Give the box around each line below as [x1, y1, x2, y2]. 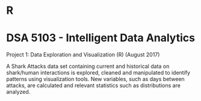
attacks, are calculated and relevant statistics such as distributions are [6, 82, 181, 89]
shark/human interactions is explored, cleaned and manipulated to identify [6, 69, 191, 76]
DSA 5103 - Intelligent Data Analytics [6, 31, 196, 45]
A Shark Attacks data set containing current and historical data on [6, 63, 170, 70]
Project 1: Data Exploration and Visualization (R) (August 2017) [6, 51, 160, 58]
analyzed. [6, 88, 31, 96]
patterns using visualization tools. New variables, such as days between [6, 76, 185, 83]
